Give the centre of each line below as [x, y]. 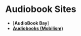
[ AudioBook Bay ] [31, 23]
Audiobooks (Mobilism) [38, 28]
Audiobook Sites [41, 9]
